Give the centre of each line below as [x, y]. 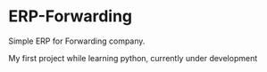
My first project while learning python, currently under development [133, 58]
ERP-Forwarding [71, 16]
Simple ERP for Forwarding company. [77, 41]
